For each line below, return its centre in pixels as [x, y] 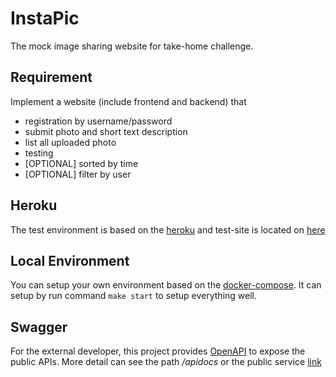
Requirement [51, 77]
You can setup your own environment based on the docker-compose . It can [166, 285]
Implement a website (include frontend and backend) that [128, 101]
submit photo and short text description [106, 131]
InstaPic [45, 18]
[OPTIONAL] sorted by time [81, 163]
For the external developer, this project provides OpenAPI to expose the [158, 351]
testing [39, 153]
